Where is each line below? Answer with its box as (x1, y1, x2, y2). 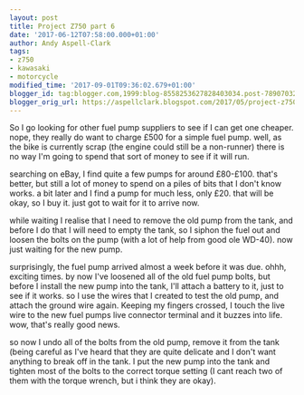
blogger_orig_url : (9, 97, 79, 107)
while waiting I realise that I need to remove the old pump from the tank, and (9, 215, 294, 226)
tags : (9, 47, 30, 56)
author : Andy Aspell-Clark (9, 38, 111, 48)
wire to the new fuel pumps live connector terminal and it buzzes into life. (9, 310, 283, 321)
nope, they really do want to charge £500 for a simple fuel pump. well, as (9, 132, 282, 143)
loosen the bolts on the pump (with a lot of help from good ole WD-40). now (9, 235, 293, 246)
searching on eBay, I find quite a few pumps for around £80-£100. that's (9, 169, 279, 179)
